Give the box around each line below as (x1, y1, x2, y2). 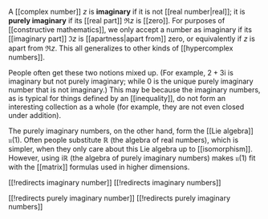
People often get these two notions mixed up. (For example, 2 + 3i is (8, 68, 234, 77)
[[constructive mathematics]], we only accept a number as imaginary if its (8, 25, 253, 34)
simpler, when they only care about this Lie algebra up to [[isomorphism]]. (8, 144, 253, 153)
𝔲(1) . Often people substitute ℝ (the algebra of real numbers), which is (8, 136, 239, 144)
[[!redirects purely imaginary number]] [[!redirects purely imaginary (8, 193, 231, 203)
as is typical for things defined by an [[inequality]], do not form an (8, 94, 226, 103)
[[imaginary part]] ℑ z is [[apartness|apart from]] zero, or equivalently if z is (8, 34, 255, 43)
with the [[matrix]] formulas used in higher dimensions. (8, 162, 190, 172)
